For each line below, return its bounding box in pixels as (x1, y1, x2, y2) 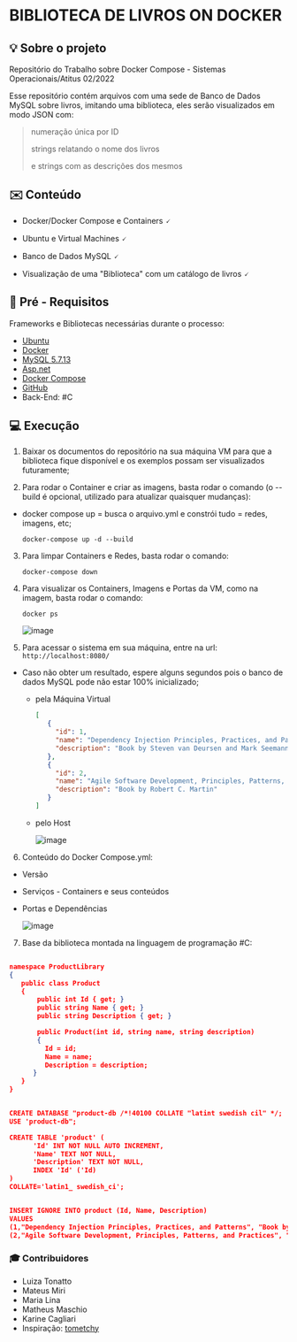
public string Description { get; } (36, 1012, 172, 1021)
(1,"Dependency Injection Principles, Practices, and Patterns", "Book (9, 1223, 278, 1231)
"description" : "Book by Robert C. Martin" (55, 785, 218, 794)
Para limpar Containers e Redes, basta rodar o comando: (21, 550, 230, 562)
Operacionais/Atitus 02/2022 (9, 73, 115, 84)
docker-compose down (21, 568, 98, 577)
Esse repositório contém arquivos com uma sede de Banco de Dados (9, 90, 261, 101)
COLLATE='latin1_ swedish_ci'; (9, 1183, 125, 1192)
